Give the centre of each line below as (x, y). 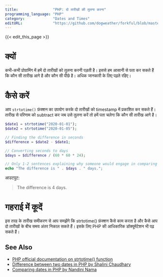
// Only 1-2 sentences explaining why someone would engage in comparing (81, 164)
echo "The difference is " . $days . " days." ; (54, 169)
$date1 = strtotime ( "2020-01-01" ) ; (41, 124)
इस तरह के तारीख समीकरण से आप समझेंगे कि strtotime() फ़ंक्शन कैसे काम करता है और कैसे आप (81, 221)
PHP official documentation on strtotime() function (62, 259)
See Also (19, 248)
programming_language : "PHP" (34, 14)
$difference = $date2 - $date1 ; (38, 142)
